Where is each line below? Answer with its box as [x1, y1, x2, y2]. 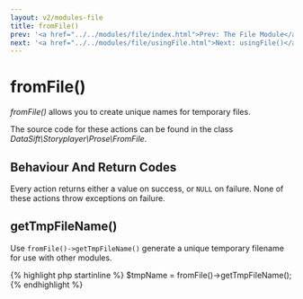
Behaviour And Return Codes [10, 159, 177, 175]
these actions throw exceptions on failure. [10, 193, 165, 203]
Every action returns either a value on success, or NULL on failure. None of [10, 183, 284, 194]
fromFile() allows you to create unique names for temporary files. [10, 107, 251, 118]
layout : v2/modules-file [10, 13, 103, 22]
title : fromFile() [10, 22, 79, 31]
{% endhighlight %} [10, 279, 84, 290]
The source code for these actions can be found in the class [10, 124, 234, 135]
